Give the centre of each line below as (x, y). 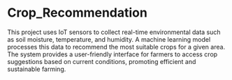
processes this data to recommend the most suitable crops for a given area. (116, 47)
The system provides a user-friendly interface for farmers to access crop (113, 54)
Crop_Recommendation (78, 13)
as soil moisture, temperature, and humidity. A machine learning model (109, 39)
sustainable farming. (37, 69)
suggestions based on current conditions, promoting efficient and (102, 61)
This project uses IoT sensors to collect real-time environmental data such (114, 32)
